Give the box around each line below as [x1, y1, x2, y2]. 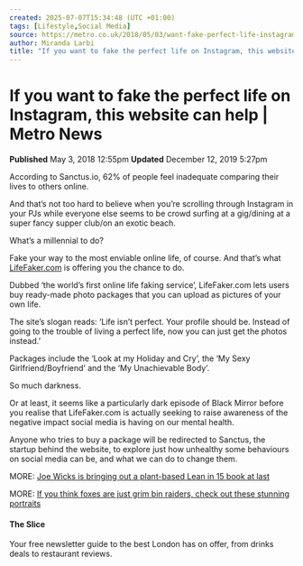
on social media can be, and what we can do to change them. [9, 453, 238, 465]
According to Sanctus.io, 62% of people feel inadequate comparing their [9, 172, 280, 182]
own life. [9, 299, 41, 310]
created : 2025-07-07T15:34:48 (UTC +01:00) [9, 13, 176, 23]
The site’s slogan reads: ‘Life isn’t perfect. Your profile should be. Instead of [9, 317, 290, 328]
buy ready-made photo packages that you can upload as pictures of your [9, 290, 281, 301]
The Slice [9, 518, 46, 529]
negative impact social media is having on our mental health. [9, 417, 234, 428]
